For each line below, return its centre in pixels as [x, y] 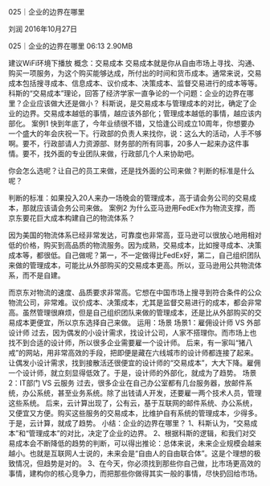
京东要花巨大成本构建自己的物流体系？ [72, 218]
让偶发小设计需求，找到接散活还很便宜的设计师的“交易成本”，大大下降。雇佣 [135, 363]
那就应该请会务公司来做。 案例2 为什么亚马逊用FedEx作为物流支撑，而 [139, 208]
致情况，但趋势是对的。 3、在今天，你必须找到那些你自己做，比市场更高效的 [135, 463]
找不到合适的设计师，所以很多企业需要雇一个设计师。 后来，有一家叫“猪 [127, 343]
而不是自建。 [43, 275]
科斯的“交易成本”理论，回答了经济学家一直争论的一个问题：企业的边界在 [128, 93]
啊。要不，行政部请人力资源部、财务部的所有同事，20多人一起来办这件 [125, 144]
